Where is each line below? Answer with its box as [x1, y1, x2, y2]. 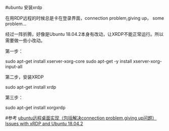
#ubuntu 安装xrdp [5, 5, 42, 10]
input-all [5, 63, 23, 70]
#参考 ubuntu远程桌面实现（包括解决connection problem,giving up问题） [5, 115, 157, 121]
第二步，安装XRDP [5, 74, 44, 80]
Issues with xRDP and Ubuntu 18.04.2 [5, 120, 83, 126]
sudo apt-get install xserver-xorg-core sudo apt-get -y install [5, 58, 132, 64]
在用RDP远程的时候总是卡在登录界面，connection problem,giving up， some [5, 15, 164, 21]
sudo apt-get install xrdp [5, 84, 57, 90]
